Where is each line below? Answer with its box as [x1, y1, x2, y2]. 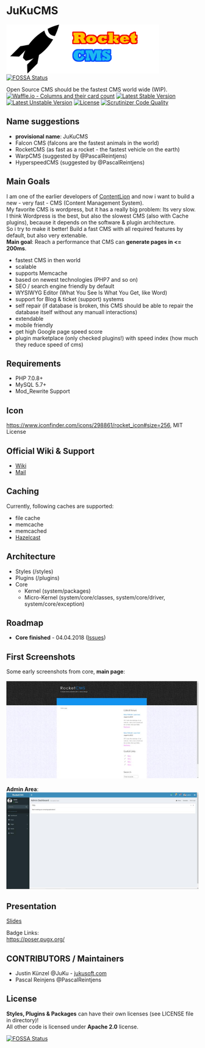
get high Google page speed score [15, 328, 103, 335]
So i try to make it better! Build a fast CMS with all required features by [6, 225, 183, 232]
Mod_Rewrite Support [15, 387, 70, 395]
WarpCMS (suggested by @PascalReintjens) [15, 152, 128, 159]
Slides [6, 917, 22, 925]
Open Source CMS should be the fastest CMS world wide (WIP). [6, 86, 168, 93]
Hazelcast [15, 533, 41, 541]
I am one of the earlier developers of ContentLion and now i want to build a [6, 192, 195, 200]
